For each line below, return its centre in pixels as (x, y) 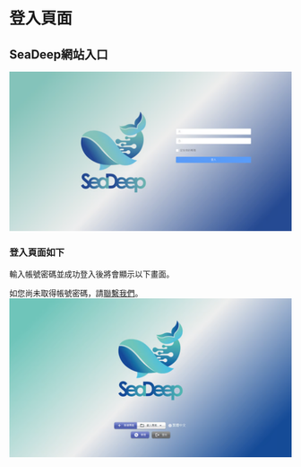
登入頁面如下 (37, 252)
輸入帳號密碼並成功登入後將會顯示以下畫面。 (92, 274)
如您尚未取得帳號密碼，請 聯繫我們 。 (76, 293)
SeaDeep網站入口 (59, 54)
